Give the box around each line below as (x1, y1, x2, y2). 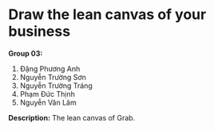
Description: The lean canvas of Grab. (8, 113, 136, 122)
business (8, 22, 70, 40)
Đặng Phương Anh (19, 63, 81, 73)
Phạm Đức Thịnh (19, 89, 76, 98)
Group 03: (8, 48, 43, 58)
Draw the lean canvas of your (8, 6, 207, 24)
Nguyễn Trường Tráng (19, 81, 93, 90)
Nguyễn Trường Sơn (19, 72, 86, 82)
